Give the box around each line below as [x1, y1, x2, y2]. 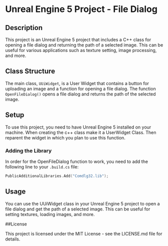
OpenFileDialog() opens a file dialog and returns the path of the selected [5, 91, 156, 97]
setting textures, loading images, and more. [5, 211, 95, 217]
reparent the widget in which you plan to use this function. [5, 134, 126, 140]
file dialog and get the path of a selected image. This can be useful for [5, 206, 150, 212]
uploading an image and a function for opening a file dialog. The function [5, 85, 156, 91]
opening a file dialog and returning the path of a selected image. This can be [5, 42, 163, 48]
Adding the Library [5, 147, 52, 154]
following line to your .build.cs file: [5, 163, 79, 169]
